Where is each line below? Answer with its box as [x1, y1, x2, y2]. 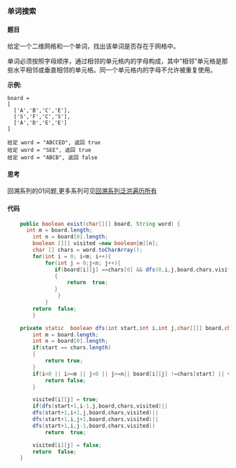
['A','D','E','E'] [13, 120, 68, 127]
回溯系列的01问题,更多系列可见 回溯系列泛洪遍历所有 [7, 186, 157, 195]
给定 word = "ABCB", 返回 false [7, 154, 98, 161]
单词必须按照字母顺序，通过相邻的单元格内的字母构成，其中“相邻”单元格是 [7, 57, 223, 65]
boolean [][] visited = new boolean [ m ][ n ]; [32, 240, 159, 247]
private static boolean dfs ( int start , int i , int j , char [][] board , [20, 324, 225, 331]
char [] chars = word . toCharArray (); [32, 246, 143, 254]
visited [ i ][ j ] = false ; [32, 441, 102, 448]
